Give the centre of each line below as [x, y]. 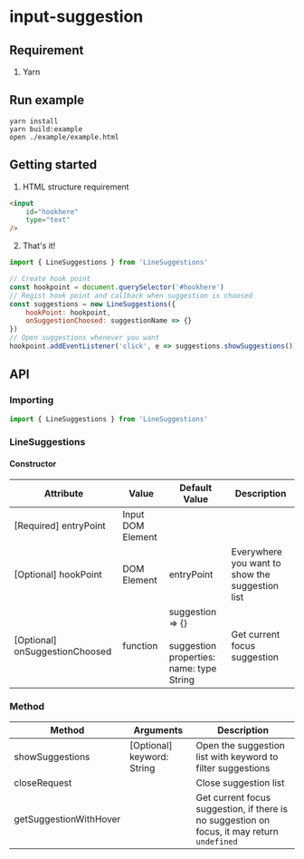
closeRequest [43, 783]
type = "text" [48, 220]
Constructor [33, 463]
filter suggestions [233, 767]
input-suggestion [76, 17]
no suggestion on [233, 820]
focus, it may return [237, 831]
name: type [193, 668]
